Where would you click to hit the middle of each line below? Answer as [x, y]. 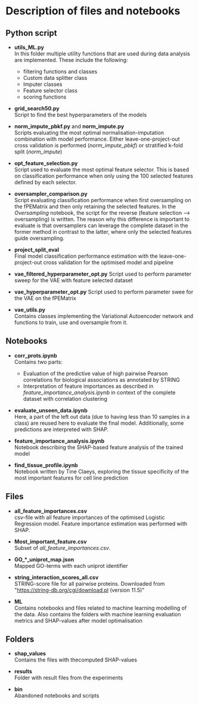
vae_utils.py [30, 310]
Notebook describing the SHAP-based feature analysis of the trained [99, 447]
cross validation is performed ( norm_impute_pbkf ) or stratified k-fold [98, 145]
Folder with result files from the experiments [69, 678]
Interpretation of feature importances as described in [88, 386]
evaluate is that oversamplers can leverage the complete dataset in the [101, 225]
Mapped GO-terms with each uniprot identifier [71, 565]
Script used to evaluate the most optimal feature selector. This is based [101, 169]
